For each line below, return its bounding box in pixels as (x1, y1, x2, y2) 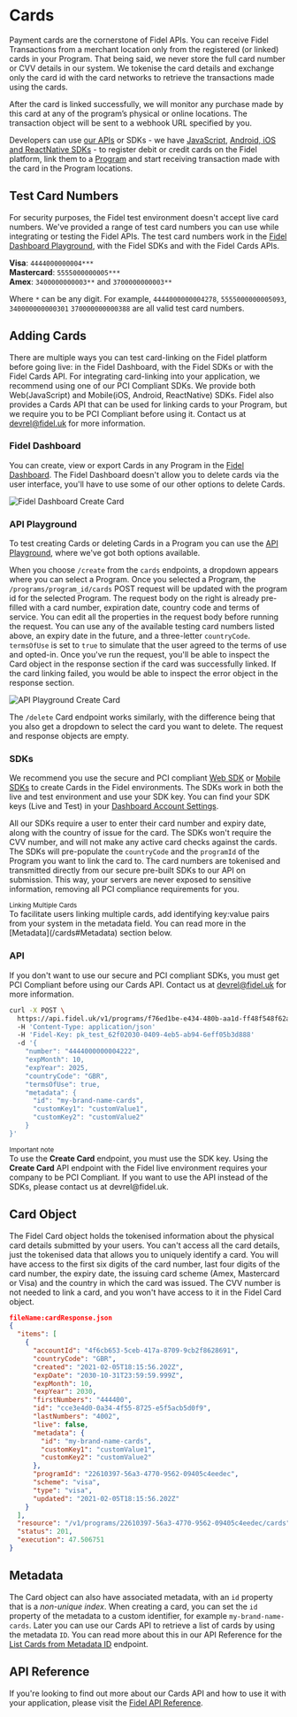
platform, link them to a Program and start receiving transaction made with (9, 153, 280, 164)
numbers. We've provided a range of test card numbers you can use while (9, 221, 279, 232)
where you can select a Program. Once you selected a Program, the (9, 574, 256, 585)
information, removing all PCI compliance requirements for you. (9, 884, 240, 895)
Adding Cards (9, 328, 87, 343)
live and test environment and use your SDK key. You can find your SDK (9, 791, 270, 802)
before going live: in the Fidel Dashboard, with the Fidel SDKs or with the (9, 361, 274, 372)
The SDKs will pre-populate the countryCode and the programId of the (9, 846, 260, 857)
